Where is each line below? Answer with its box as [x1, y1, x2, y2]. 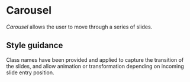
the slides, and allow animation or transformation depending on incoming [6, 62, 185, 70]
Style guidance [6, 40, 63, 51]
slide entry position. [6, 69, 54, 76]
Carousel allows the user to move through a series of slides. [6, 23, 153, 30]
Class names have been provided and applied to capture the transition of [6, 56, 184, 63]
